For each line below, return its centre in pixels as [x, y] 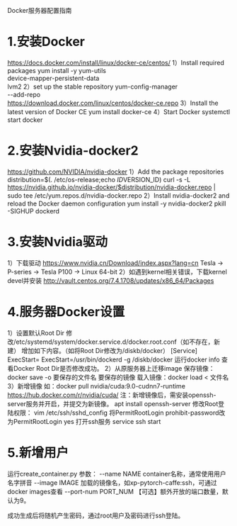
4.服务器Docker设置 [66, 312]
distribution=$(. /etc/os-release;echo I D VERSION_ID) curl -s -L [99, 179]
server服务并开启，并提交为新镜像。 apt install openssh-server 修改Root [113, 403]
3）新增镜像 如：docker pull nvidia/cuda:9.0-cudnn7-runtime [97, 386]
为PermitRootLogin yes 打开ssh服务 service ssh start [84, 421]
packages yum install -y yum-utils [57, 70]
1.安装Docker [46, 42]
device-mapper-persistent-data [53, 78]
